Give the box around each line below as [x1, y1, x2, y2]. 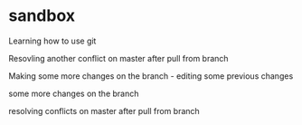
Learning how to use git [8, 35, 97, 46]
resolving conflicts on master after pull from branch [8, 105, 200, 116]
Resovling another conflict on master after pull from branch [8, 53, 229, 63]
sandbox [8, 5, 76, 26]
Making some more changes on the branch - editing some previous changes [8, 70, 294, 82]
